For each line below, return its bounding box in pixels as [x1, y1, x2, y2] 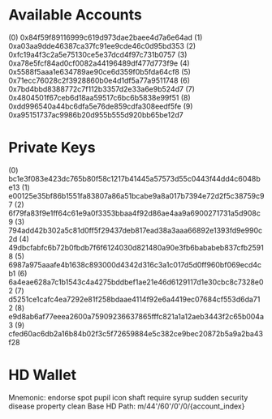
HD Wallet [8, 366, 77, 384]
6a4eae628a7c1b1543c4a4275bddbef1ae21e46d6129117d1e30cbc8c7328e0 [8, 277, 264, 287]
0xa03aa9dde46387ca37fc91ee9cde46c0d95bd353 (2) [8, 41, 196, 50]
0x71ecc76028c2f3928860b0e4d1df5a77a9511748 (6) [8, 75, 191, 85]
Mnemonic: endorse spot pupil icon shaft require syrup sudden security [8, 392, 248, 402]
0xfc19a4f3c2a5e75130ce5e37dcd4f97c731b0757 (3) [8, 49, 188, 59]
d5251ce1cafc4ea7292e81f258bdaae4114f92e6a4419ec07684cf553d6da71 [8, 294, 261, 304]
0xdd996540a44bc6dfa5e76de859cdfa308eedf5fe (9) [8, 101, 193, 111]
